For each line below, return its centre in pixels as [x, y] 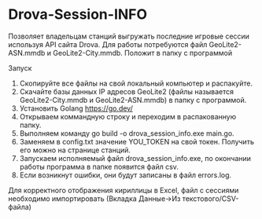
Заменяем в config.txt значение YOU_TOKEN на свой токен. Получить [137, 141]
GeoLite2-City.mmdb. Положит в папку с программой [143, 53]
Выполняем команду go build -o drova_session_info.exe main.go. [127, 133]
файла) [20, 206]
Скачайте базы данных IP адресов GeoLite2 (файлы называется [127, 91]
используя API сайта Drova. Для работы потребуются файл [108, 44]
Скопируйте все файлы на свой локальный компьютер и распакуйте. [136, 83]
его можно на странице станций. [75, 150]
